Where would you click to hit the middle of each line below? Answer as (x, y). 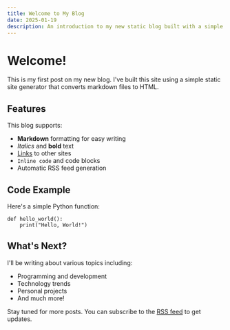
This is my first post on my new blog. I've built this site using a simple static (114, 79)
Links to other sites (44, 153)
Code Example (39, 190)
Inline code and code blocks (59, 161)
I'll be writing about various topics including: (70, 262)
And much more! (41, 298)
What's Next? (37, 246)
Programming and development (62, 276)
